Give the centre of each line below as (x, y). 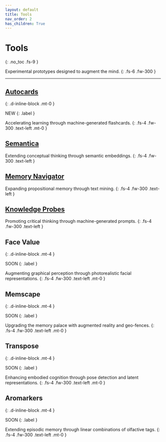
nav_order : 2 (19, 19)
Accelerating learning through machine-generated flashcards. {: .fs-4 (76, 123)
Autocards (22, 92)
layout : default (22, 10)
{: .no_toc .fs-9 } (22, 62)
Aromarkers (24, 398)
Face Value (22, 242)
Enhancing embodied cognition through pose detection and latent (72, 377)
